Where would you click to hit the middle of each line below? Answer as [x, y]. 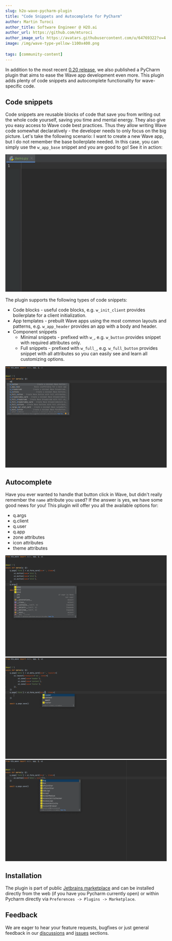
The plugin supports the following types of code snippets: [66, 300]
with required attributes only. [51, 343]
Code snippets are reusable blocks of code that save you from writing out [83, 114]
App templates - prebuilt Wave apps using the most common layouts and [90, 321]
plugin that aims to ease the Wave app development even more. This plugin [85, 75]
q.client [21, 521]
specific [14, 86]
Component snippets [35, 332]
